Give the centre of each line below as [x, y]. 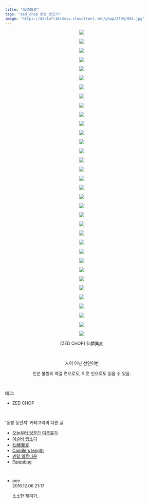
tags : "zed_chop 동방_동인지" [33, 14]
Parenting [22, 462]
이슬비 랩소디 [25, 439]
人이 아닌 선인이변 [82, 363]
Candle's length [28, 450]
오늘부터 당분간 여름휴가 [35, 433]
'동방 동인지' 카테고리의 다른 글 [34, 423]
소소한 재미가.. [26, 496]
